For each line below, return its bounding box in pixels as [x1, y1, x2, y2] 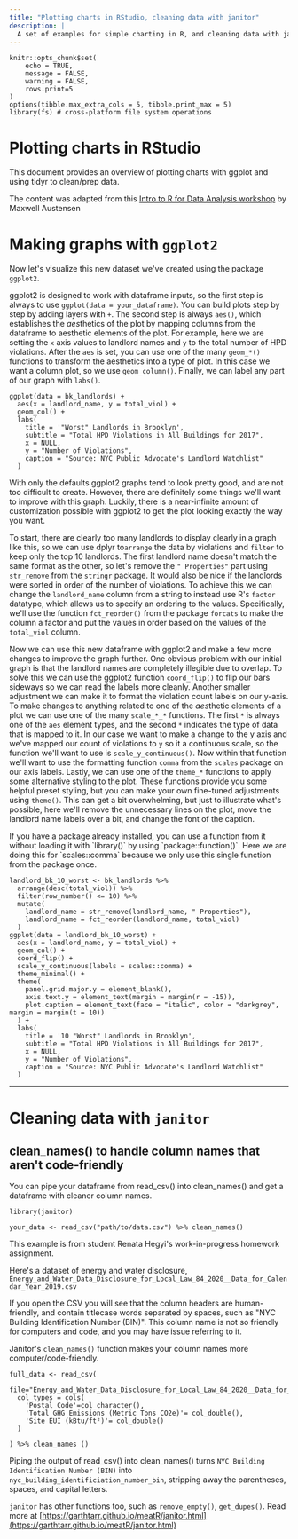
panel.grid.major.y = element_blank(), [25, 985, 173, 994]
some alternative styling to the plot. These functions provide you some [9, 776, 268, 786]
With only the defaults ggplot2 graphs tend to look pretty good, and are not [9, 477, 284, 488]
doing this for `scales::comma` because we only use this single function [9, 849, 271, 861]
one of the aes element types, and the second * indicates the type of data [9, 720, 278, 730]
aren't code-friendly [9, 1157, 124, 1172]
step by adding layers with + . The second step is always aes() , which [9, 309, 262, 320]
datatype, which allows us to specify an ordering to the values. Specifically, [9, 598, 286, 609]
